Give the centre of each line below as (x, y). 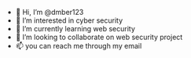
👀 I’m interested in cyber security (69, 20)
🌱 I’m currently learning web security (75, 29)
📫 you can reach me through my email (79, 46)
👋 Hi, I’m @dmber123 (50, 12)
